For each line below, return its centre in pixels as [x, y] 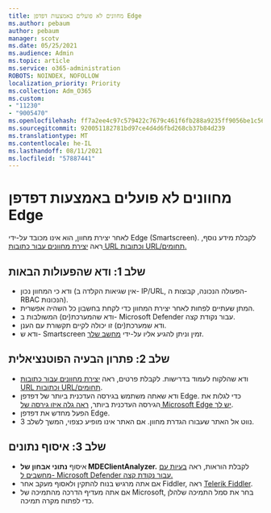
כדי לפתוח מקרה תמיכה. [57, 500]
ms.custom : [27, 98]
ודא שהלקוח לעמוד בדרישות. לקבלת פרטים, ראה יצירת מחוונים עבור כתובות [134, 378]
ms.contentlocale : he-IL [50, 143]
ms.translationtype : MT [48, 136]
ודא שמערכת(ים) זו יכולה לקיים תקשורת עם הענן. [93, 325]
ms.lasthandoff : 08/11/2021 [56, 151]
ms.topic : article [39, 61]
